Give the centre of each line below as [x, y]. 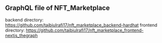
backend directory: [24, 20]
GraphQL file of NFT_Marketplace [57, 8]
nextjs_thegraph [21, 35]
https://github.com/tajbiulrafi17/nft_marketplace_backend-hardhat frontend [81, 25]
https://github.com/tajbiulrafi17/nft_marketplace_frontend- [85, 30]
